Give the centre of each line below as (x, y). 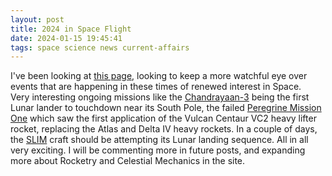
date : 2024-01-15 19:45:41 (66, 38)
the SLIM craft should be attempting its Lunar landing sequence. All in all (159, 140)
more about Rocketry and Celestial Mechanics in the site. (128, 161)
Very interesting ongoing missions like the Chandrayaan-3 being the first (160, 97)
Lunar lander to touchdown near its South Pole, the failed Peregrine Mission (166, 108)
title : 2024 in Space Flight (71, 29)
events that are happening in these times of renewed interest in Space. (156, 87)
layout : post (37, 19)
